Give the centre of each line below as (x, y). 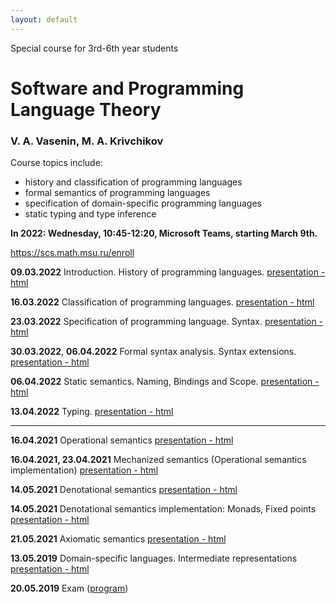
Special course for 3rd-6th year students (94, 48)
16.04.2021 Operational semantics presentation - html (122, 440)
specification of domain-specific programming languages (143, 203)
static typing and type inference (90, 214)
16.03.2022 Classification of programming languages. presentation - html (162, 302)
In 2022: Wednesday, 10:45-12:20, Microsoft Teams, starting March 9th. (164, 233)
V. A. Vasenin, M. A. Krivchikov (87, 141)
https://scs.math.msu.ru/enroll (72, 253)
